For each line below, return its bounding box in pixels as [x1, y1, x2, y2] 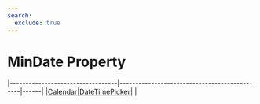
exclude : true [14, 19, 60, 27]
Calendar [47, 87, 78, 97]
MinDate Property [7, 53, 126, 71]
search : [7, 11, 33, 20]
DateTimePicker [79, 87, 131, 97]
